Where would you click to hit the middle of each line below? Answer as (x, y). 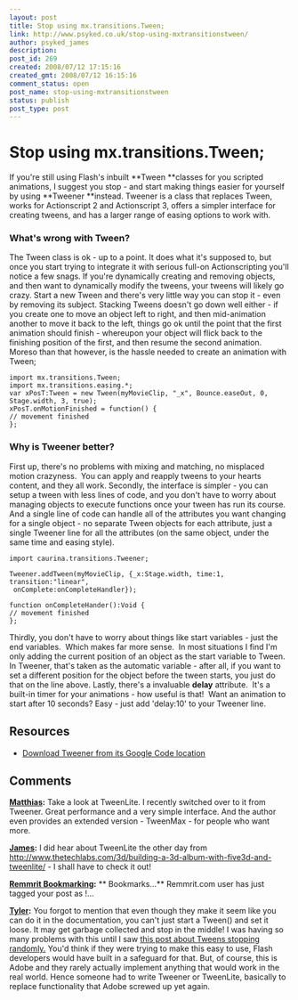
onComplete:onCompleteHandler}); (75, 589)
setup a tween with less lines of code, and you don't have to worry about (143, 494)
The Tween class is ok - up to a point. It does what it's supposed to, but (140, 257)
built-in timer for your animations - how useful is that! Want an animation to (148, 694)
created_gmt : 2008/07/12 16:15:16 (73, 76)
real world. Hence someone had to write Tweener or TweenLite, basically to (148, 977)
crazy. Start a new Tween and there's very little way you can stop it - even (145, 296)
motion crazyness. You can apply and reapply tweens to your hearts (135, 476)
